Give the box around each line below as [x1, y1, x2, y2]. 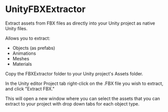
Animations [12, 50, 36, 56]
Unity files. [5, 25, 28, 31]
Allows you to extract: [5, 35, 50, 41]
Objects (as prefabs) [12, 45, 55, 51]
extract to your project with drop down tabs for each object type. [5, 100, 140, 106]
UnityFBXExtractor [5, 4, 86, 15]
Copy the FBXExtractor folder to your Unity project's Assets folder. [5, 70, 143, 76]
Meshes [12, 55, 29, 61]
